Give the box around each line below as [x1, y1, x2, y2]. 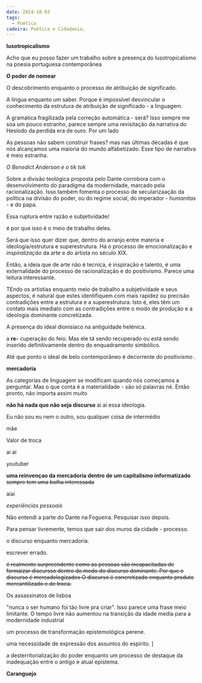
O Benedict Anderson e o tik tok [6, 163, 86, 171]
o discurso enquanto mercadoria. [6, 537, 90, 545]
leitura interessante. [6, 274, 56, 281]
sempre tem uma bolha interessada [6, 478, 95, 486]
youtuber [6, 460, 29, 467]
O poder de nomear [6, 72, 56, 80]
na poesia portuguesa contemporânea [6, 61, 102, 68]
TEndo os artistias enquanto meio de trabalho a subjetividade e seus [6, 286, 178, 293]
